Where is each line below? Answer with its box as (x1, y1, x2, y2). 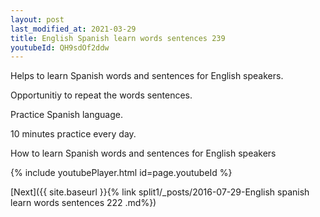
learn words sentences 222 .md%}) (10, 197, 157, 209)
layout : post (10, 14, 65, 25)
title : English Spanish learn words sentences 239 (10, 33, 226, 43)
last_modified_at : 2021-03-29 (10, 24, 137, 34)
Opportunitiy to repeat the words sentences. (10, 89, 193, 101)
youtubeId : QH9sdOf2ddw (10, 42, 110, 53)
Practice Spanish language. (10, 109, 123, 121)
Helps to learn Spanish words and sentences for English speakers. (10, 70, 284, 82)
